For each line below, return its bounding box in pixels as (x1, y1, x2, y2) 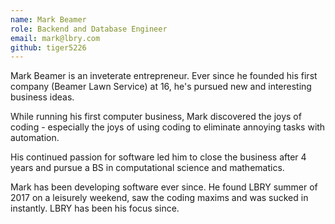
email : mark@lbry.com (10, 33, 101, 43)
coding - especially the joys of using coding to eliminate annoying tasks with (10, 121, 326, 133)
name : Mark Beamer (10, 14, 87, 25)
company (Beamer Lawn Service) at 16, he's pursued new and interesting (10, 81, 312, 93)
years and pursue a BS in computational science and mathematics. (10, 162, 285, 174)
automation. (10, 132, 60, 144)
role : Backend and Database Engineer (10, 24, 168, 34)
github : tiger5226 (10, 42, 87, 53)
